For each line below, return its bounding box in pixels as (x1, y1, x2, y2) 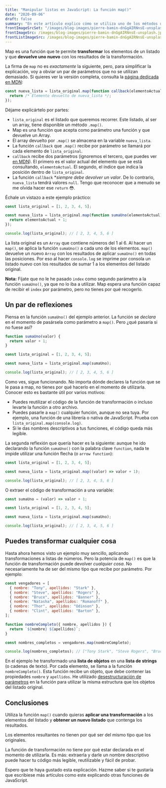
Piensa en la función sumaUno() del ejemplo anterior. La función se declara (5, 314, 156, 320)
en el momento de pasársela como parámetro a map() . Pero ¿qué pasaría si (5, 319, 158, 325)
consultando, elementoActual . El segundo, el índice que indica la (12, 164, 143, 170)
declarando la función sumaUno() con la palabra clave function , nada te (5, 445, 149, 451)
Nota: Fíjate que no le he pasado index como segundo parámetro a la (5, 276, 147, 282)
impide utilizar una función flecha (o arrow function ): (5, 450, 114, 456)
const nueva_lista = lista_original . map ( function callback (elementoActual (5, 89, 163, 94)
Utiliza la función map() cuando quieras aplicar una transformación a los (5, 712, 153, 718)
